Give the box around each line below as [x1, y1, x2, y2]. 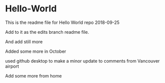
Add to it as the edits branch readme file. [5, 29, 89, 35]
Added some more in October [5, 48, 66, 54]
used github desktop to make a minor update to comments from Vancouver [5, 58, 160, 64]
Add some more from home [5, 73, 62, 79]
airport [5, 63, 19, 69]
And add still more [5, 38, 43, 45]
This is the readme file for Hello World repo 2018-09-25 [5, 19, 120, 25]
